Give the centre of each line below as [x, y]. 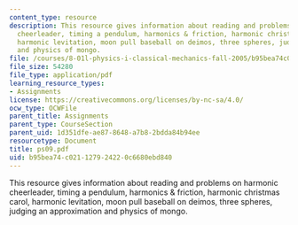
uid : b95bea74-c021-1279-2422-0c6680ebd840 [91, 157]
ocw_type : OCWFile [43, 108]
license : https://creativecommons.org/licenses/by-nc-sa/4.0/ [126, 100]
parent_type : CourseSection [61, 125]
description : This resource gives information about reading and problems [150, 26]
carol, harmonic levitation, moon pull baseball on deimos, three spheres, [141, 201]
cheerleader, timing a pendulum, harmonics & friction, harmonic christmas [145, 192]
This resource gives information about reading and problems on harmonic [144, 182]
